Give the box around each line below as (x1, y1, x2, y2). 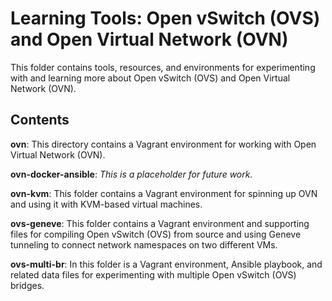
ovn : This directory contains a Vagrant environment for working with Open (10, 138, 317, 150)
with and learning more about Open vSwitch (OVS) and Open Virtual (10, 72, 291, 84)
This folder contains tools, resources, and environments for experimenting (10, 61, 316, 73)
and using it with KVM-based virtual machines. (10, 198, 203, 210)
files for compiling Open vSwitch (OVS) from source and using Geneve (10, 228, 302, 240)
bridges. (10, 279, 45, 291)
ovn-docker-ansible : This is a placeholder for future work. (10, 168, 253, 180)
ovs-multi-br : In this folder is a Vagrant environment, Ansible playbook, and (10, 258, 323, 270)
